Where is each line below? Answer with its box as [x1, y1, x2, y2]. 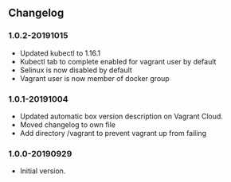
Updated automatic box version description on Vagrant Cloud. [19, 111, 223, 121]
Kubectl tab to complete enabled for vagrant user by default [19, 56, 217, 66]
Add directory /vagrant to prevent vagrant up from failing [19, 128, 207, 137]
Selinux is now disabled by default [19, 65, 133, 75]
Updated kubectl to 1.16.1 [19, 48, 101, 58]
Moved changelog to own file [19, 119, 116, 130]
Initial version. [19, 166, 66, 176]
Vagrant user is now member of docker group [19, 73, 170, 83]
